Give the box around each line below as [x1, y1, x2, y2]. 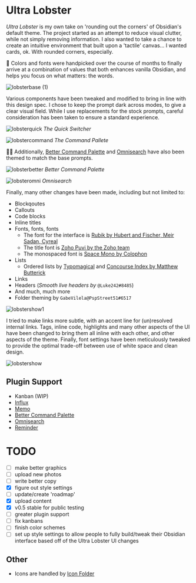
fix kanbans [14, 518, 43, 525]
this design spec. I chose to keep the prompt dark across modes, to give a [6, 101, 186, 108]
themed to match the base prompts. [6, 154, 93, 161]
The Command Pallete [54, 136, 109, 143]
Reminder [14, 424, 38, 431]
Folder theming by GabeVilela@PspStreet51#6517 [14, 294, 132, 301]
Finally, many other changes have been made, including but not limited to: [6, 188, 185, 195]
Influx [14, 399, 29, 406]
